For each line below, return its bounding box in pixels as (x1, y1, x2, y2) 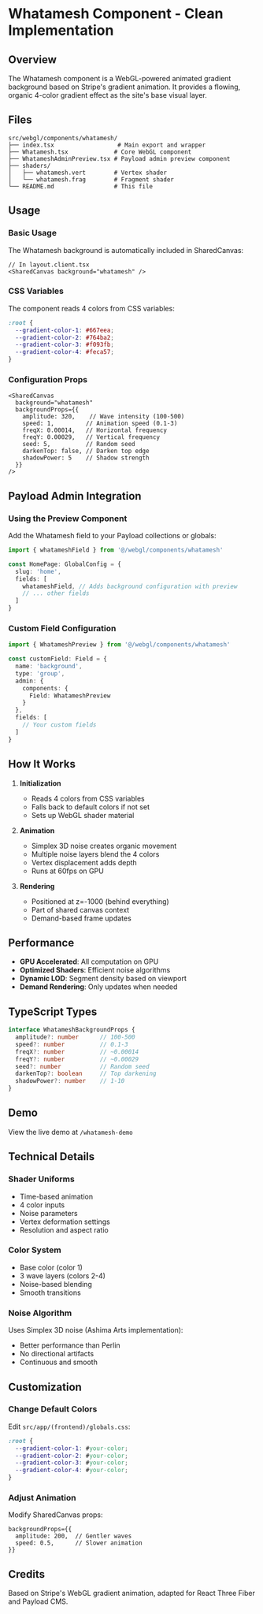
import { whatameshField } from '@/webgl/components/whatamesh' (8, 546, 224, 554)
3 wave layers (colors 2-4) (19, 1270, 106, 1281)
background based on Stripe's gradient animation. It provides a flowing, (8, 82, 241, 91)
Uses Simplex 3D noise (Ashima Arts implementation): (8, 1326, 183, 1335)
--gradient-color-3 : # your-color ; (15, 1459, 128, 1467)
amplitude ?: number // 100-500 (15, 1033, 135, 1041)
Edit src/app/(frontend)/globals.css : (8, 1422, 131, 1431)
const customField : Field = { (8, 655, 108, 663)
